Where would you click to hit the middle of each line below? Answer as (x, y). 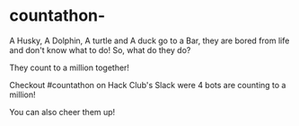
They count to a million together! (70, 67)
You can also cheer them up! (62, 112)
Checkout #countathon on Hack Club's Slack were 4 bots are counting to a (148, 85)
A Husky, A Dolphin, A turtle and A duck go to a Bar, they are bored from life (149, 40)
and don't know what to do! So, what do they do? (100, 49)
